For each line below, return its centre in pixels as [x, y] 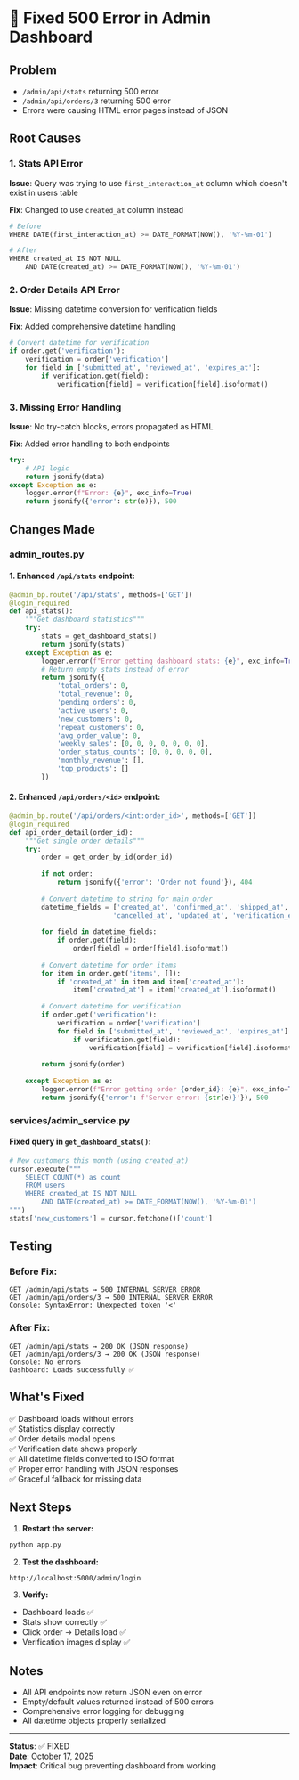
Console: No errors [45, 1362]
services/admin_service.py [70, 1120]
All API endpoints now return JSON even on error [112, 1693]
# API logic [47, 468]
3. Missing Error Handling [65, 407]
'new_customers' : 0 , [95, 719]
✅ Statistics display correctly [62, 1428]
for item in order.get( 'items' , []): [111, 973]
